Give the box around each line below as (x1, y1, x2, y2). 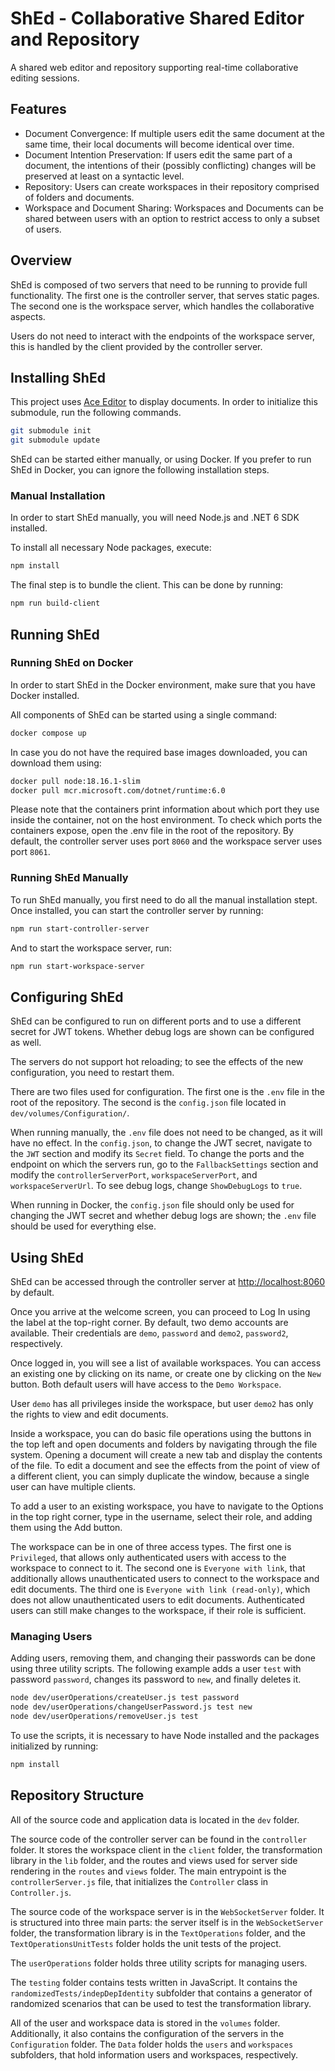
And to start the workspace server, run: (10, 942, 172, 954)
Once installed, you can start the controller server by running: (10, 904, 264, 916)
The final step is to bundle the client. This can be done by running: (10, 579, 284, 591)
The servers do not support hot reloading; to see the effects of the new (10, 1056, 304, 1068)
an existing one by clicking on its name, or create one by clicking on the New (10, 1368, 322, 1380)
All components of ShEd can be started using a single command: (10, 708, 277, 721)
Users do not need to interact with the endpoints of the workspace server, (10, 330, 315, 342)
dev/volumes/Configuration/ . (10, 1107, 130, 1119)
